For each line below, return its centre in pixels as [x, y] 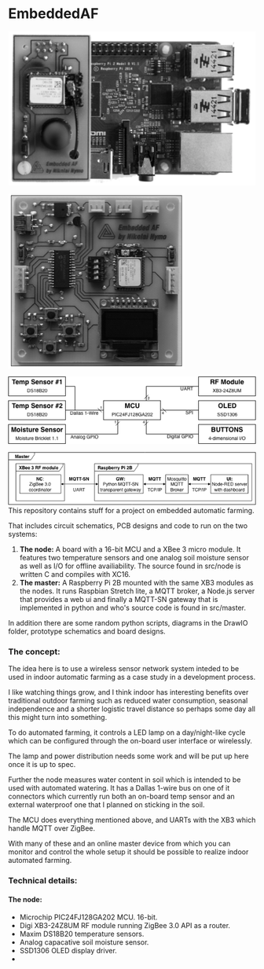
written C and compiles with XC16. [75, 574]
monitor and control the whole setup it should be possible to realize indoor [128, 852]
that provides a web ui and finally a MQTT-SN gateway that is [119, 600]
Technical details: [43, 881]
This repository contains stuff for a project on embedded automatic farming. [131, 511]
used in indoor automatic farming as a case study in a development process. [132, 677]
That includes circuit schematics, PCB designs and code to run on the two [128, 526]
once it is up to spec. [42, 765]
